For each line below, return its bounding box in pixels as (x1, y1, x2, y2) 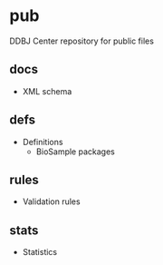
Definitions (22, 136, 63, 147)
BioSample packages (35, 146, 115, 157)
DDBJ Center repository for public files (9, 35, 154, 46)
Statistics (22, 247, 58, 258)
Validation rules (22, 196, 81, 207)
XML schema (22, 85, 72, 96)
